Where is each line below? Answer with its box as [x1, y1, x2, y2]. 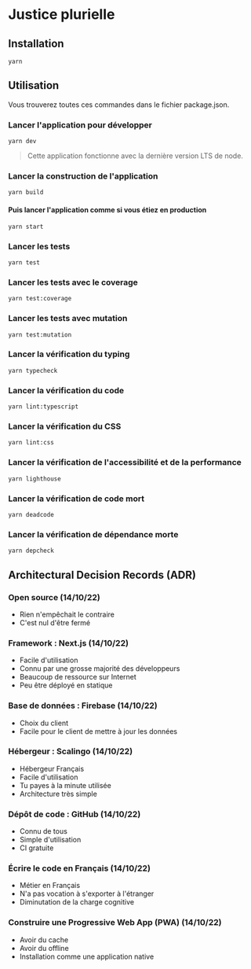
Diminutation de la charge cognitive [19, 897, 135, 907]
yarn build [8, 189, 44, 197]
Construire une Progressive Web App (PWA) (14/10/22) [8, 917, 222, 928]
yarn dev [8, 138, 37, 146]
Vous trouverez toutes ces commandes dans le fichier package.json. [8, 100, 230, 109]
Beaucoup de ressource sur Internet [19, 672, 137, 682]
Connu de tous [19, 827, 68, 836]
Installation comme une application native [19, 952, 155, 961]
